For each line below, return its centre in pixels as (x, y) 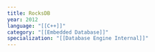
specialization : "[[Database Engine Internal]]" (78, 38)
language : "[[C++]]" (37, 26)
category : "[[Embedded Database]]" (58, 32)
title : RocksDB (29, 13)
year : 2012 (23, 20)
